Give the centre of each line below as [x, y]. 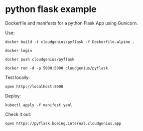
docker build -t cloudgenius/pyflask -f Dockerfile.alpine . [70, 42]
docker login [19, 50]
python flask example [51, 9]
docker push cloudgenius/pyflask [40, 59]
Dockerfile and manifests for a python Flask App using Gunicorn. [71, 23]
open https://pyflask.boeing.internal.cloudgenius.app [63, 123]
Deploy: [13, 95]
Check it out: [18, 114]
